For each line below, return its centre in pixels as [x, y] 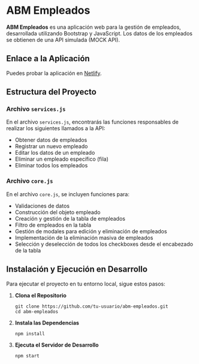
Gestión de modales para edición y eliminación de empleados [91, 231]
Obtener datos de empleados [51, 140]
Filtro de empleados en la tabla [53, 225]
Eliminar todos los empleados [51, 166]
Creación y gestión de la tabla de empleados [70, 218]
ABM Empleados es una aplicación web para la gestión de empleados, [94, 27]
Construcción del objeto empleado [58, 212]
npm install [30, 333]
